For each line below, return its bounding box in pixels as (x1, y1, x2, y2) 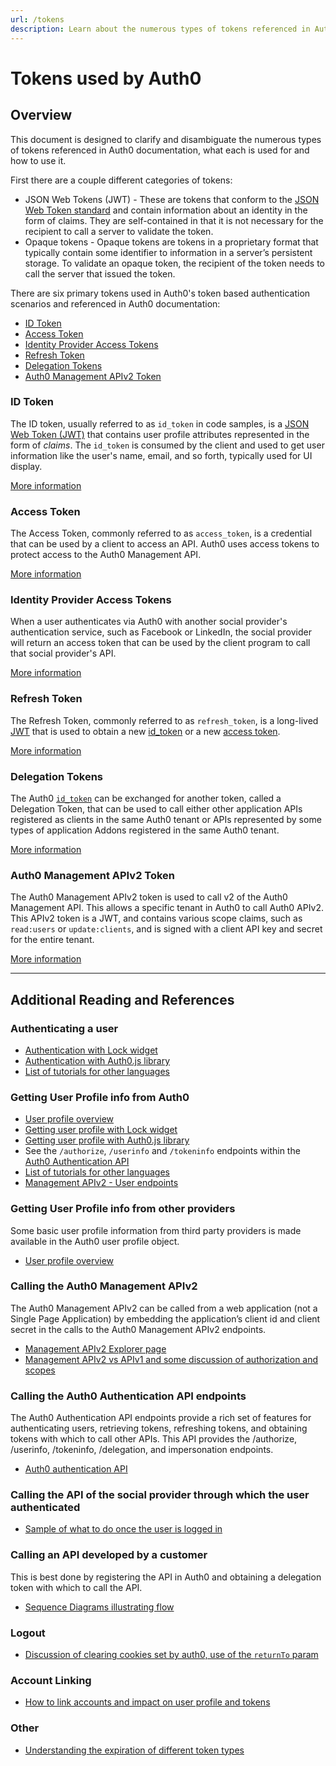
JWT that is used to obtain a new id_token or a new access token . (10, 725, 281, 737)
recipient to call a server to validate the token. (24, 225, 214, 237)
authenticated (10, 1501, 81, 1515)
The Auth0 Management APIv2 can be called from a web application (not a (10, 1302, 318, 1314)
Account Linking (10, 1673, 92, 1687)
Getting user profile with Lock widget (24, 1124, 178, 1136)
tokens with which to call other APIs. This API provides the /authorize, (10, 1433, 298, 1445)
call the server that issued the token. (24, 267, 176, 280)
